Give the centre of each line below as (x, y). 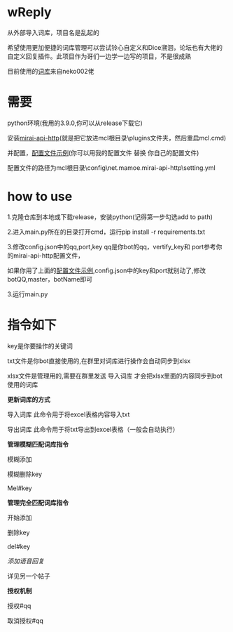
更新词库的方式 (29, 399)
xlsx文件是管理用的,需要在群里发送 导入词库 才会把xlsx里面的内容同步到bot (115, 376)
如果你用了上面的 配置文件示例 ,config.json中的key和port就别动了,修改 (107, 270)
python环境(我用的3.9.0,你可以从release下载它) (75, 123)
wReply (29, 12)
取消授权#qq (26, 620)
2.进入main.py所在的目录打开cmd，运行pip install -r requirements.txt (106, 232)
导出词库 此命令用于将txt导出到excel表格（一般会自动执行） (93, 429)
